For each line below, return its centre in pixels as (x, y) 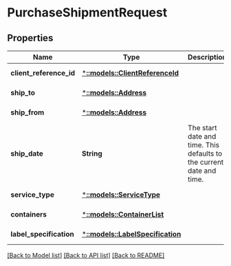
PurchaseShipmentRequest (87, 13)
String (92, 154)
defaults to (205, 154)
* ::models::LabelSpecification (131, 234)
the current (206, 162)
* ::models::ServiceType (121, 195)
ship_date (27, 154)
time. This (204, 145)
